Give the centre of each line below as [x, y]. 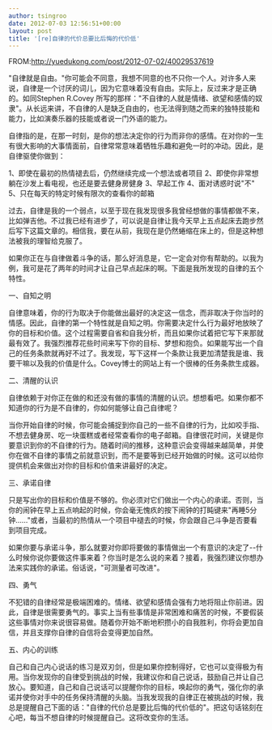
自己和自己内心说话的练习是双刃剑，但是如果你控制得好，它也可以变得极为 [132, 667]
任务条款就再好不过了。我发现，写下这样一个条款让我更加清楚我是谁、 [139, 354]
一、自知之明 [30, 295]
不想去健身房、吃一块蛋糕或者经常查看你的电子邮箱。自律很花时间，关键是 [132, 435]
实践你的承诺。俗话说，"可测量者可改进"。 [93, 568]
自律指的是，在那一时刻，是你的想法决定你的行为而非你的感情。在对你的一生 [136, 136]
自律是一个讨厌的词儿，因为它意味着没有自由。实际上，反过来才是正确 [139, 88]
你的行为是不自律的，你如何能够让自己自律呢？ [100, 408]
